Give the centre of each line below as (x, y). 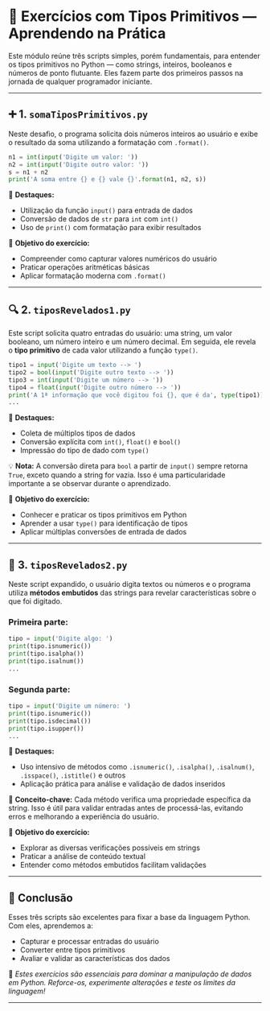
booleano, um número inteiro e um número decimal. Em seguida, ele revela (132, 342)
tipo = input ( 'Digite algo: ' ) (61, 639)
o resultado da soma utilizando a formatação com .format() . (108, 142)
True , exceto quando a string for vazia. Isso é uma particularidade (117, 475)
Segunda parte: (39, 689)
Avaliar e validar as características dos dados (95, 959)
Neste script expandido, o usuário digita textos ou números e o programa (129, 584)
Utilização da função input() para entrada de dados (106, 210)
